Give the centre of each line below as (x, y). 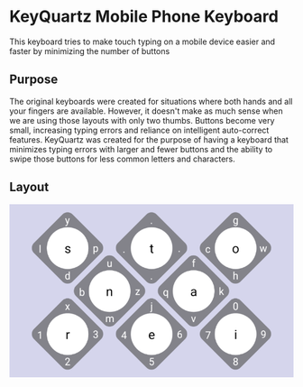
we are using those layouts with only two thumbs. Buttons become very (142, 120)
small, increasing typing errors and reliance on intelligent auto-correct (139, 130)
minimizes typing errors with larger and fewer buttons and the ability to (141, 149)
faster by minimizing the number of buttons (90, 51)
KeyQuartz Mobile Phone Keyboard (144, 17)
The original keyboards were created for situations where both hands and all (151, 101)
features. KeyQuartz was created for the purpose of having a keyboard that (149, 139)
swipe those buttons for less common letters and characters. (123, 159)
